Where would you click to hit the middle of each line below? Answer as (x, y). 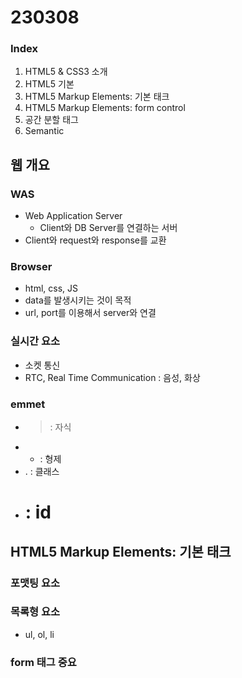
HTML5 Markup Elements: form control (105, 108)
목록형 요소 (35, 612)
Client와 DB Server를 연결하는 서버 (108, 228)
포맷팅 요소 (35, 583)
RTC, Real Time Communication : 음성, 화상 (112, 377)
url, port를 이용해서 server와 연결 (90, 313)
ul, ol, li (39, 634)
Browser (31, 267)
